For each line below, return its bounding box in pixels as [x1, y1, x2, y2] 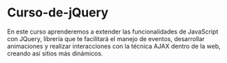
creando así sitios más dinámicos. [7, 49, 103, 58]
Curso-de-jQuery [7, 5, 109, 21]
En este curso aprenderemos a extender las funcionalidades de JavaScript [7, 27, 219, 36]
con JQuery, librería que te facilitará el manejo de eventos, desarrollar [7, 34, 205, 42]
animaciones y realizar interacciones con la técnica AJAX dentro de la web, [7, 42, 221, 50]
